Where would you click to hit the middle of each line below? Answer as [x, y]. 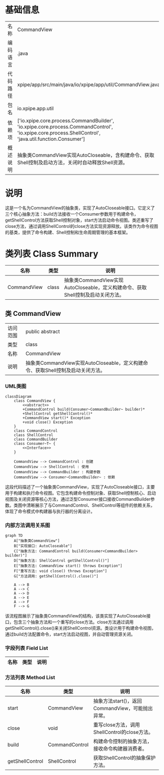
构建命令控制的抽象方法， [123, 741]
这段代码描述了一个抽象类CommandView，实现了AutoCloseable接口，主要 [80, 487]
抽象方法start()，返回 [118, 701]
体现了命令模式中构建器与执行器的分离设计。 [50, 511]
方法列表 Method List [30, 678]
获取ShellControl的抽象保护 [125, 757]
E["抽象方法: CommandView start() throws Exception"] [68, 566]
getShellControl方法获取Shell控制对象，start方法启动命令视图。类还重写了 [79, 220]
